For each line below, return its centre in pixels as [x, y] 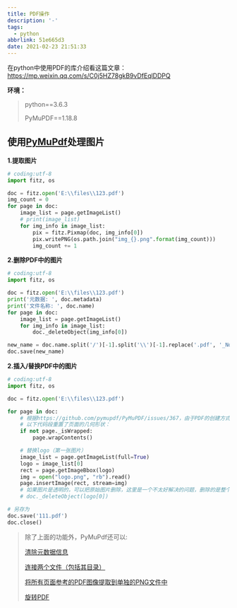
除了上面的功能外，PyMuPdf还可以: [76, 537]
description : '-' [33, 21]
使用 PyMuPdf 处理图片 [56, 142]
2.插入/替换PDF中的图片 [42, 366]
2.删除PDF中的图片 [35, 260]
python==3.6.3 [46, 104]
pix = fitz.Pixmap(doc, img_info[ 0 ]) [88, 233]
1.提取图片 [22, 160]
